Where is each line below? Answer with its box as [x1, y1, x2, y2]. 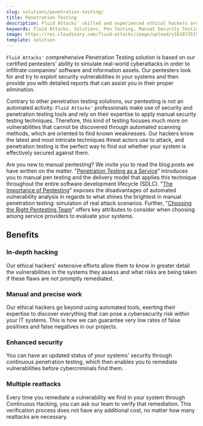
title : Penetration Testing [6, 15, 77, 21]
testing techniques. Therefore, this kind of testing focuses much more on [6, 117, 188, 124]
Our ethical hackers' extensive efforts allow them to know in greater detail [6, 262, 190, 269]
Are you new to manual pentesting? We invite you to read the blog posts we [6, 161, 195, 168]
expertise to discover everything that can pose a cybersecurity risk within [6, 310, 190, 317]
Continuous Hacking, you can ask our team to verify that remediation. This [6, 400, 192, 407]
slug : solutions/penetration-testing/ [6, 8, 104, 15]
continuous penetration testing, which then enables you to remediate [6, 358, 178, 365]
